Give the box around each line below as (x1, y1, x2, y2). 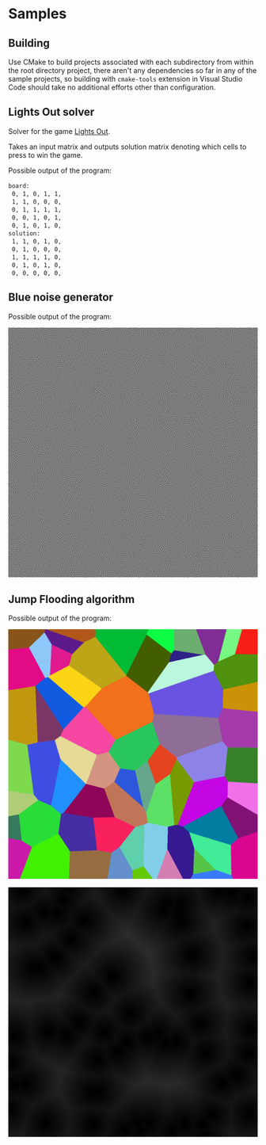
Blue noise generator (8, 291, 113, 304)
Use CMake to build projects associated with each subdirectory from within (8, 57, 254, 67)
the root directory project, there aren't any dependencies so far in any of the (8, 66, 257, 75)
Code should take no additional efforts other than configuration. (8, 82, 216, 92)
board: (8, 181, 30, 190)
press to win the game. (8, 150, 83, 159)
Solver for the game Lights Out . (8, 126, 111, 135)
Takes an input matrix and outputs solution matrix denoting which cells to (8, 142, 247, 151)
